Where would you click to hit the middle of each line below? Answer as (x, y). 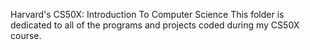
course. (26, 35)
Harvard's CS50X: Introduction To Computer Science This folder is (147, 14)
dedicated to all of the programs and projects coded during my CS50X (155, 25)
